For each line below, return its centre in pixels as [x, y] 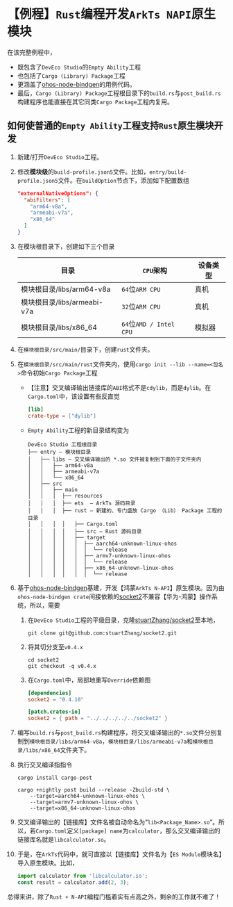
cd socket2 [43, 660]
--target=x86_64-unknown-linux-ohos [83, 808]
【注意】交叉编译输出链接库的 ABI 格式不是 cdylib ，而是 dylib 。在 [119, 387]
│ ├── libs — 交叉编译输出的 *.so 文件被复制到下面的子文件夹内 [114, 459]
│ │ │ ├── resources [65, 496]
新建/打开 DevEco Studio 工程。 [60, 156]
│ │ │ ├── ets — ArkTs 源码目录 [81, 503]
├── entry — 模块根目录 [59, 452]
